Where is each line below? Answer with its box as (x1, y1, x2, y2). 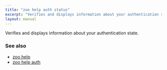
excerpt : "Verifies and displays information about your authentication (5, 12, 159, 17)
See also (5, 43, 26, 50)
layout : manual (5, 16, 37, 21)
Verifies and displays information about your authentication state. (5, 30, 139, 36)
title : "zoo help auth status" (5, 7, 70, 12)
